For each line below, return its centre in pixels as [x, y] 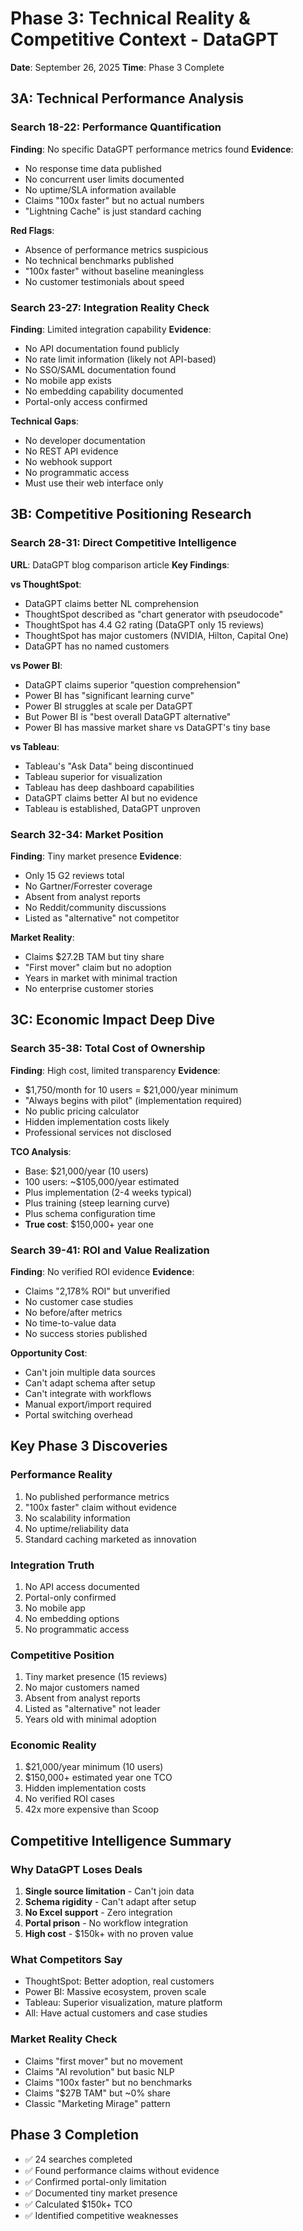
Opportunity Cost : [49, 1353]
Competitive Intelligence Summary [121, 1840]
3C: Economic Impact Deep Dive [112, 1020]
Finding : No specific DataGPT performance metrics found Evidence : [152, 149]
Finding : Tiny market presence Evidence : [96, 856]
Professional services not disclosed [98, 1132]
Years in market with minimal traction [101, 978]
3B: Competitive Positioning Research [131, 514]
